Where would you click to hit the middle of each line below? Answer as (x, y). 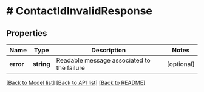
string (41, 64)
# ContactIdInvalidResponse (80, 11)
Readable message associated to (103, 60)
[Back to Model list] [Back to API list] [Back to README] (76, 83)
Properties (27, 33)
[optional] (181, 64)
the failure (70, 68)
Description (109, 50)
